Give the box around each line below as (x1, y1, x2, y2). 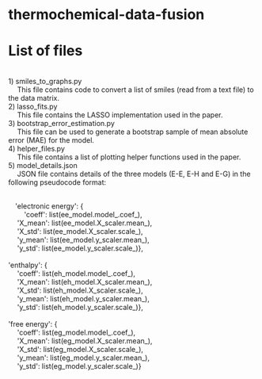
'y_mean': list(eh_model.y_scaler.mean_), (17, 294, 150, 304)
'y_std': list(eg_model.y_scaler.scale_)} (17, 362, 142, 371)
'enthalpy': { (8, 260, 47, 270)
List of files (8, 42, 83, 60)
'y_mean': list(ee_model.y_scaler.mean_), (17, 235, 150, 245)
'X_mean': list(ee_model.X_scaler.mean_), (17, 218, 153, 228)
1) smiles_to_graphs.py (8, 77, 82, 86)
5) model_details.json (8, 161, 78, 170)
